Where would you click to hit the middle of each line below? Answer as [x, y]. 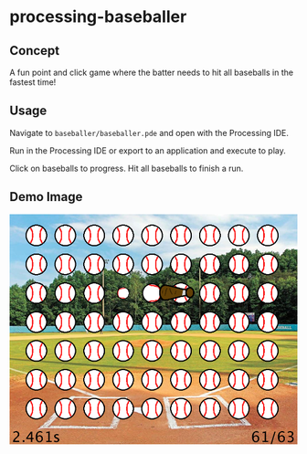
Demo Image [46, 197]
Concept [35, 51]
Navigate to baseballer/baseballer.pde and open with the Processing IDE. [149, 132]
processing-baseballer [98, 17]
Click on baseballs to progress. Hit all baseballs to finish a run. [127, 168]
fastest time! [33, 82]
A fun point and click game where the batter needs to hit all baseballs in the [152, 72]
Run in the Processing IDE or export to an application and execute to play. [148, 150]
